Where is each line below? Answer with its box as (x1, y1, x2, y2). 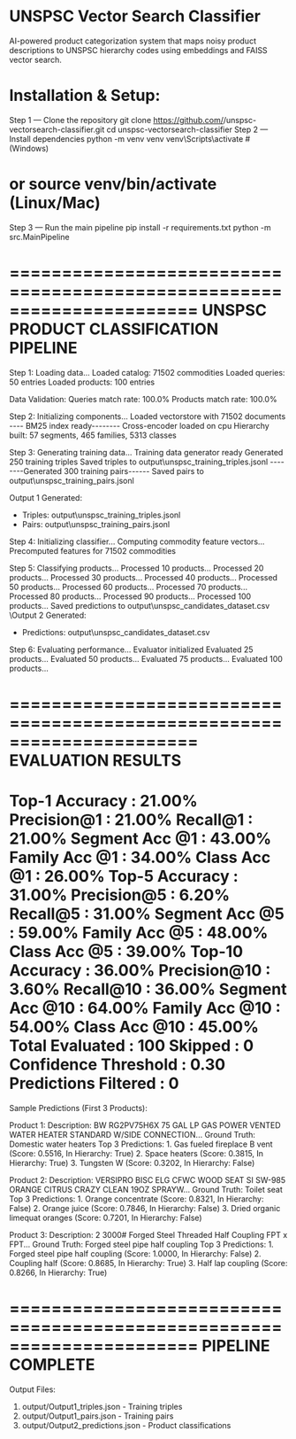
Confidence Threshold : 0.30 (9, 1054, 226, 1075)
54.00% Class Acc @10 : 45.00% (9, 1017, 259, 1038)
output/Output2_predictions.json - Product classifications (21, 1420, 231, 1430)
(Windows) (9, 143, 49, 153)
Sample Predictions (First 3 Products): (9, 1102, 148, 1113)
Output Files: (9, 1384, 56, 1395)
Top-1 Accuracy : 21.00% (9, 791, 198, 812)
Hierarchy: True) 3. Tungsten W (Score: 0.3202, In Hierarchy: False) (9, 1157, 255, 1168)
